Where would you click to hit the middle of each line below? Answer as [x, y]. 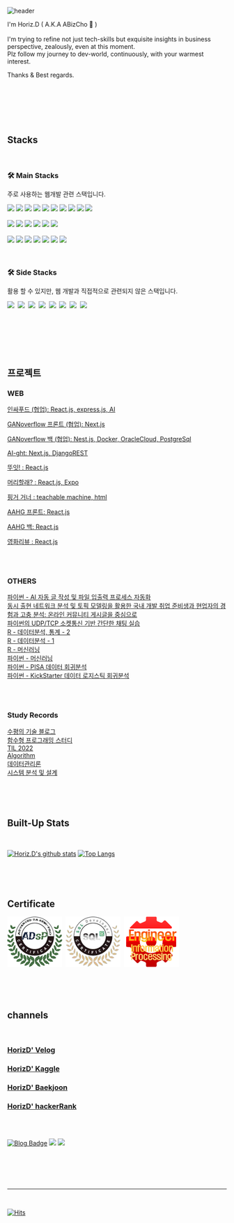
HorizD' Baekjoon [38, 1087]
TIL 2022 [20, 748]
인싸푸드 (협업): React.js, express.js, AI [61, 409]
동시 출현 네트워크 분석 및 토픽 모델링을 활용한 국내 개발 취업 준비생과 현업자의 [113, 606]
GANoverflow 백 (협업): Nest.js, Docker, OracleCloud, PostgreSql [99, 439]
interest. [19, 61]
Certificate [31, 903]
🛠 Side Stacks [32, 272]
